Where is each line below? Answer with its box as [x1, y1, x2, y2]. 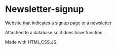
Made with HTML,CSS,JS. [5, 39, 58, 45]
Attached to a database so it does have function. [5, 29, 104, 35]
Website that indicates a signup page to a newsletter [5, 20, 112, 26]
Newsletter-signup [5, 3, 84, 15]
